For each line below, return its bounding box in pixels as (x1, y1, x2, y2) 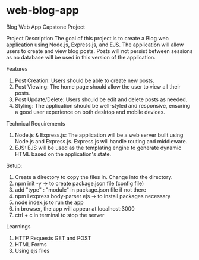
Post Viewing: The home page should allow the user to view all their (14, 83, 181, 90)
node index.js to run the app (14, 199, 84, 206)
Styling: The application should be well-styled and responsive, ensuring (14, 102, 191, 109)
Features (6, 65, 28, 72)
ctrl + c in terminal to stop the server (14, 211, 105, 218)
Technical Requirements (6, 120, 65, 127)
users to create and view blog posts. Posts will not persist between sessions (6, 47, 193, 54)
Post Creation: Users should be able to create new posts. (14, 77, 154, 84)
